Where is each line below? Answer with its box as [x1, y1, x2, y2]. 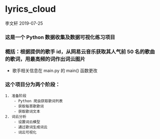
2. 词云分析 [5, 114, 27, 119]
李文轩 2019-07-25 [5, 20, 43, 26]
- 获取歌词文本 [14, 109, 41, 114]
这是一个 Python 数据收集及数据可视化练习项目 [5, 33, 115, 40]
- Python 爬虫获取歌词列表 [14, 99, 63, 104]
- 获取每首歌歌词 [14, 104, 44, 109]
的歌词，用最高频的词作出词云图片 [5, 56, 86, 62]
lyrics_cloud [5, 3, 56, 15]
